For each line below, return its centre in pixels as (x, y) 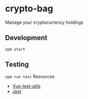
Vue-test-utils (26, 86)
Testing (17, 65)
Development (26, 38)
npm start (15, 49)
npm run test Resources (30, 76)
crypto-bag (29, 9)
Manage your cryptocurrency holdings (44, 22)
